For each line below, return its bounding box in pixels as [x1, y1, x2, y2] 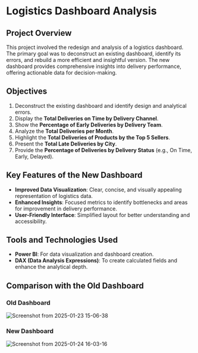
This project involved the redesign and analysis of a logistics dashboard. [6, 44, 184, 51]
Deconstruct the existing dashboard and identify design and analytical [14, 102, 187, 109]
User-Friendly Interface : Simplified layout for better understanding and [14, 211, 190, 218]
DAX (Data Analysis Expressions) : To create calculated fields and [14, 257, 177, 264]
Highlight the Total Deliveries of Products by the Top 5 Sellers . [14, 134, 171, 141]
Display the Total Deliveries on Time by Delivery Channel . [14, 114, 159, 122]
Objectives [6, 86, 48, 97]
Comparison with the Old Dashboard [6, 280, 144, 290]
